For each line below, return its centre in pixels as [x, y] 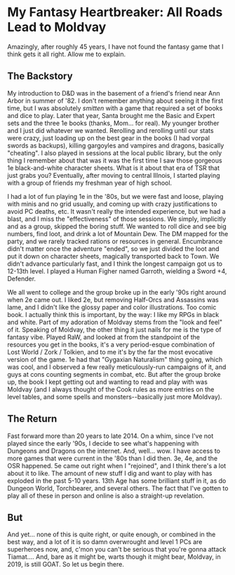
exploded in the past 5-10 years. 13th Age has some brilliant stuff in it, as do [117, 480]
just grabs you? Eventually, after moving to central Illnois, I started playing [114, 175]
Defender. [22, 278]
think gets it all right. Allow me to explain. [67, 54]
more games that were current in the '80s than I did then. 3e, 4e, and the [113, 458]
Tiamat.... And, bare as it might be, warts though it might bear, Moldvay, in [114, 557]
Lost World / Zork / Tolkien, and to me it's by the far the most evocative [110, 351]
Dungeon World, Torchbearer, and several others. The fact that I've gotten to [118, 488]
